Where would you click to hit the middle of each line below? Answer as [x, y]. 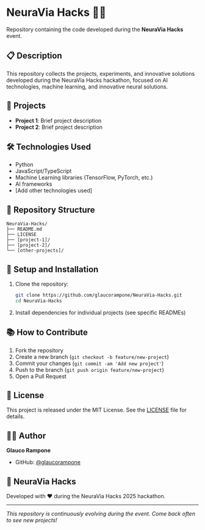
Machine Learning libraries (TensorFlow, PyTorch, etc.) [84, 178]
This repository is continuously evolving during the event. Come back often [101, 514]
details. [16, 416]
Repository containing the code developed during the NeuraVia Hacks [95, 29]
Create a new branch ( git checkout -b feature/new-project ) [92, 357]
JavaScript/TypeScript [43, 171]
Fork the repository [39, 350]
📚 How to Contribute [47, 332]
